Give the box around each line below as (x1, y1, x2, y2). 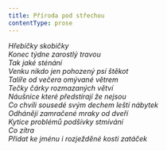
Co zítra (8, 125, 34, 135)
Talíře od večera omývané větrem (8, 75, 118, 84)
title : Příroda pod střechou (8, 11, 105, 20)
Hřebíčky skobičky (8, 41, 69, 50)
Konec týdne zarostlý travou (8, 49, 101, 59)
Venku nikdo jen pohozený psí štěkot (8, 66, 129, 75)
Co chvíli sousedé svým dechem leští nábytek (8, 100, 159, 110)
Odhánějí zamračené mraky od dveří (8, 108, 129, 118)
